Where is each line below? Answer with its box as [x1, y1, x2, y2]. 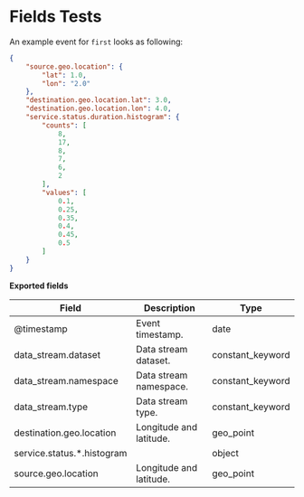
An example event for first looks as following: [9, 36, 184, 47]
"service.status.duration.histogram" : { [25, 113, 180, 122]
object [212, 446, 240, 459]
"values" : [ [42, 188, 88, 197]
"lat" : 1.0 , [42, 70, 88, 80]
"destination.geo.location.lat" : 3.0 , [25, 96, 172, 105]
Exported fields [9, 280, 69, 291]
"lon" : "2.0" [42, 79, 91, 88]
